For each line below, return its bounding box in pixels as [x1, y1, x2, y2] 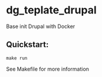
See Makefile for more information [6, 65, 90, 72]
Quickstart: [6, 40, 49, 50]
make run [6, 55, 28, 61]
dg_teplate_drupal [6, 3, 97, 17]
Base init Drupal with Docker [6, 23, 75, 30]
